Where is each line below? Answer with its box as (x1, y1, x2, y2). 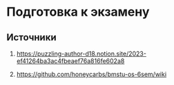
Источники (6, 32, 57, 43)
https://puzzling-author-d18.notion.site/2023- (16, 49, 146, 58)
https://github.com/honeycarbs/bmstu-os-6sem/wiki (16, 70, 167, 78)
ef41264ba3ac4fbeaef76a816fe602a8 (16, 57, 125, 65)
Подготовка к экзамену (6, 4, 150, 20)
